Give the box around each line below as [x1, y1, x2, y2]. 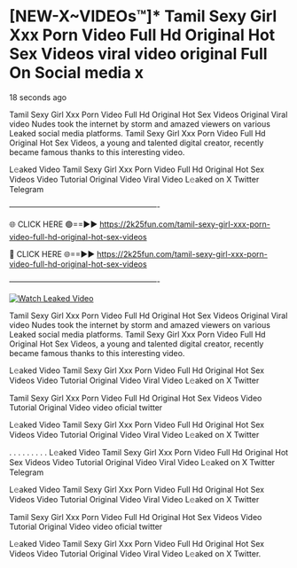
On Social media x [9, 63, 145, 83]
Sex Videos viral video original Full [9, 44, 268, 64]
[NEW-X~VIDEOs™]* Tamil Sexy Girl [9, 6, 277, 27]
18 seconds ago [9, 91, 67, 103]
